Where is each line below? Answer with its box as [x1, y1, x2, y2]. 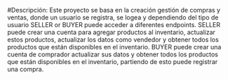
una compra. [7, 65, 44, 73]
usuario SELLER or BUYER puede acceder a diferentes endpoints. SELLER [7, 21, 221, 29]
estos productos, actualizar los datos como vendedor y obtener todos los [7, 35, 219, 44]
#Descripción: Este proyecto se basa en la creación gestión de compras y [7, 6, 221, 14]
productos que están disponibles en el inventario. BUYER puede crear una [7, 43, 222, 51]
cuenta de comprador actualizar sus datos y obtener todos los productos [7, 50, 219, 58]
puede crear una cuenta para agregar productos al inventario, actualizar [7, 28, 216, 36]
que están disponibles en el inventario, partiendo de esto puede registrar [7, 58, 218, 65]
